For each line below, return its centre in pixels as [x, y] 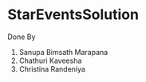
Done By [22, 37]
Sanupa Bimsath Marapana [63, 52]
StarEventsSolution [73, 15]
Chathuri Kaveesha [50, 61]
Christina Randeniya [52, 68]
